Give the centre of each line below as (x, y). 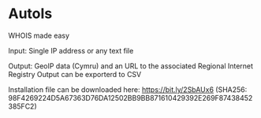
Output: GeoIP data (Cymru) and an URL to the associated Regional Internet (131, 66)
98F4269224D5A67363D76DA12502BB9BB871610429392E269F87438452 (130, 98)
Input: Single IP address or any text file (71, 50)
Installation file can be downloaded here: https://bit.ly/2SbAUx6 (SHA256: (128, 89)
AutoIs (30, 14)
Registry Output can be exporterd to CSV (75, 74)
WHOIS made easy (39, 35)
